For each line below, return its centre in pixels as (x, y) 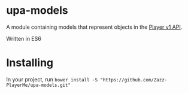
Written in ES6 (24, 38)
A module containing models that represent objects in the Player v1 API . (94, 27)
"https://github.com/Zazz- (134, 80)
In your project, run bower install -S (52, 79)
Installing (30, 63)
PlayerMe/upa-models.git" (38, 85)
